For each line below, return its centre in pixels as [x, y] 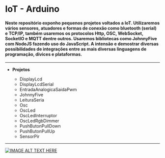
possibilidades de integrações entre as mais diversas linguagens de [76, 49]
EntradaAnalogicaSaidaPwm [48, 90]
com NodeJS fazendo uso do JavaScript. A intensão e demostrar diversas [82, 44]
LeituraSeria [32, 100]
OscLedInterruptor [38, 116]
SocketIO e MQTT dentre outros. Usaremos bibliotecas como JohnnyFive [81, 38]
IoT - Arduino [32, 9]
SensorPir [29, 136]
